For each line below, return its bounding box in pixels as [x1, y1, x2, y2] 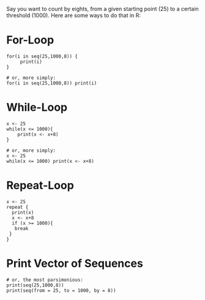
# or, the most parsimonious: [6, 277, 84, 283]
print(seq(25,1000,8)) [6, 282, 64, 288]
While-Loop [6, 100, 68, 114]
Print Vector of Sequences [6, 257, 144, 270]
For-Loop [6, 33, 54, 47]
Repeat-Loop [6, 179, 75, 192]
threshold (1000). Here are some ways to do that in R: [6, 12, 141, 19]
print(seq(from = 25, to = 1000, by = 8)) [6, 287, 116, 293]
